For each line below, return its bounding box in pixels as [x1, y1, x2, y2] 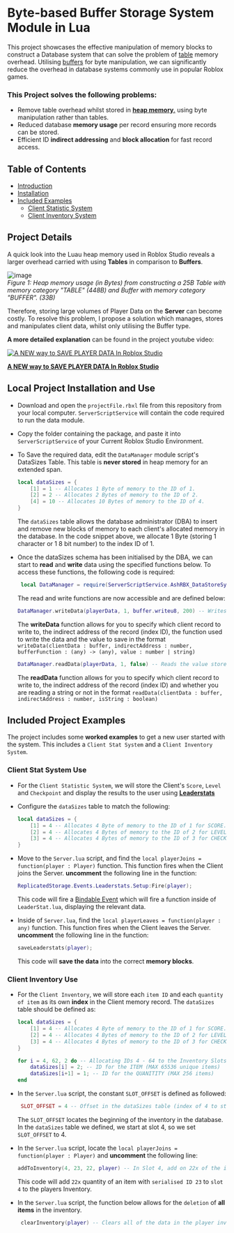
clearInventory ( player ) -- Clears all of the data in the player [20, 1219, 214, 1226]
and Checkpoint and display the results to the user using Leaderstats [17, 788, 215, 797]
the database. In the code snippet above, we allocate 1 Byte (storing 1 [17, 532, 217, 540]
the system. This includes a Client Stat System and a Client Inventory [7, 740, 213, 748]
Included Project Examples [7, 714, 126, 727]
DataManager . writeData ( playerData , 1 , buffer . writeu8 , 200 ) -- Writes [17, 607, 227, 614]
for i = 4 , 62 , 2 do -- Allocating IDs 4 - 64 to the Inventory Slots [17, 1057, 227, 1064]
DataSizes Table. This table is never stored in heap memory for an [17, 457, 208, 466]
